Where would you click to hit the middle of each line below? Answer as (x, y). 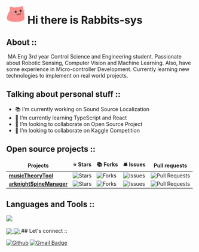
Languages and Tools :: (50, 204)
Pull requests (170, 165)
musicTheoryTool (31, 176)
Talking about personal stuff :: (63, 94)
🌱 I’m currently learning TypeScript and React (71, 118)
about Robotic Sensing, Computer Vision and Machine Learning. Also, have (99, 63)
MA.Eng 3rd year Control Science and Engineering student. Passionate (95, 56)
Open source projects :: (51, 149)
